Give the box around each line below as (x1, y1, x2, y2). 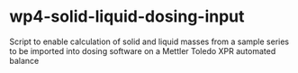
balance (9, 55, 40, 66)
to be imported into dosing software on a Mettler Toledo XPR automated (9, 45, 276, 56)
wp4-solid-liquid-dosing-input (9, 6, 245, 27)
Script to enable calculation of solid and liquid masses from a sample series (9, 36, 290, 47)
